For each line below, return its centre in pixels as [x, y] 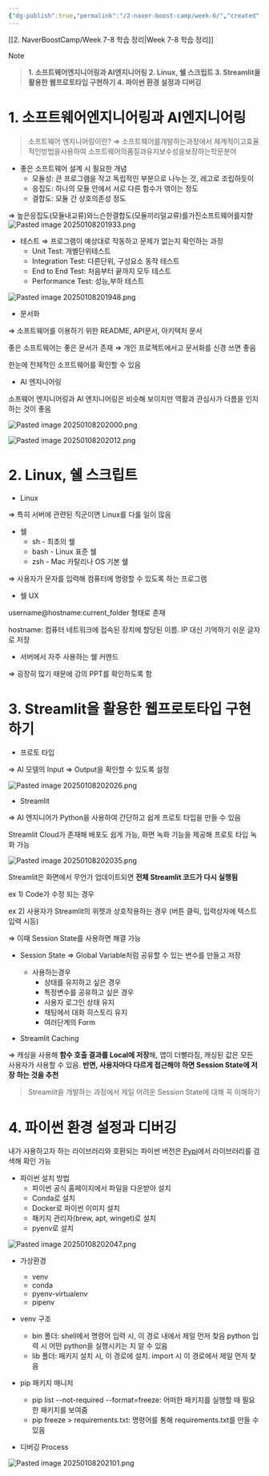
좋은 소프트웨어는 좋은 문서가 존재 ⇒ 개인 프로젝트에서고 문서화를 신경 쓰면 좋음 [132, 347]
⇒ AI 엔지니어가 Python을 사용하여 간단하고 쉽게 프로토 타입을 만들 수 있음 [125, 817]
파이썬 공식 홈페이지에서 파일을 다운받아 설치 [101, 1188]
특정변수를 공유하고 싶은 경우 [89, 992]
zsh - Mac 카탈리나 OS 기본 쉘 [80, 561]
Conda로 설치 [54, 1198]
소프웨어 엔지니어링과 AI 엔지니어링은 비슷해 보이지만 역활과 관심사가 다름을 [126, 398]
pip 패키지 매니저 [46, 1383]
